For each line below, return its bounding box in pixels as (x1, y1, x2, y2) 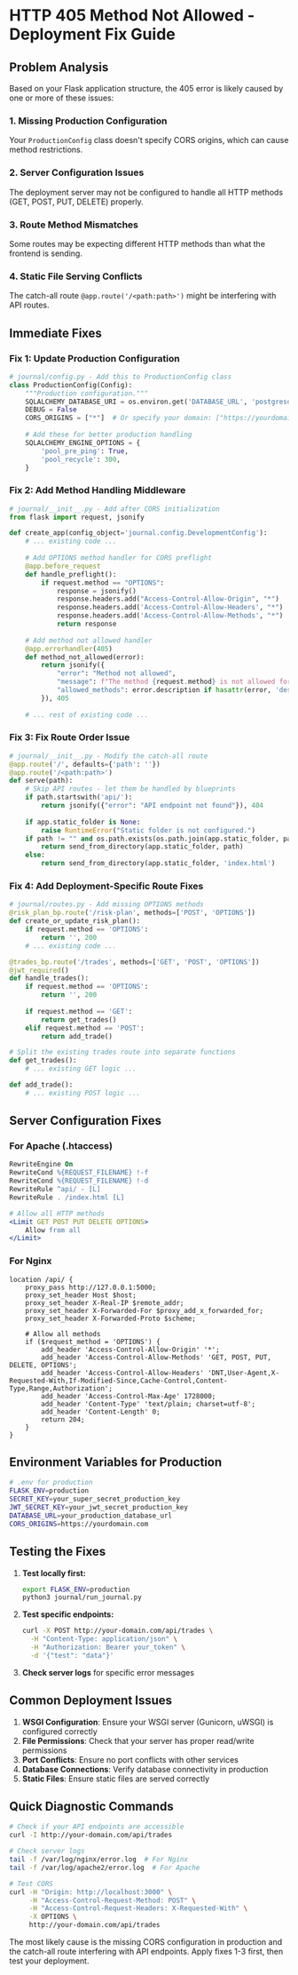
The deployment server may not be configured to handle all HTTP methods (9, 187, 284, 197)
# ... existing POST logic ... (25, 1088, 141, 1097)
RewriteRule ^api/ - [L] (9, 1185, 101, 1194)
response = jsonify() (56, 586, 137, 595)
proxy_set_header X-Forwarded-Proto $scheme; (25, 1314, 197, 1323)
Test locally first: (21, 1567, 86, 1578)
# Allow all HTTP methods (9, 1209, 105, 1218)
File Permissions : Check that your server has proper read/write (21, 1735, 255, 1746)
